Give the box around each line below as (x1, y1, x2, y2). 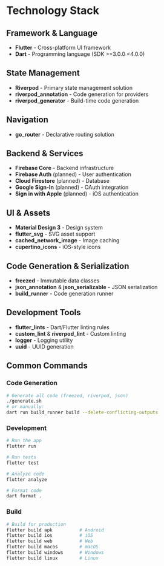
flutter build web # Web (6, 538, 94, 544)
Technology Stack (6, 4, 100, 18)
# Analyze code (6, 471, 45, 477)
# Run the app (6, 438, 42, 444)
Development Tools (6, 307, 81, 318)
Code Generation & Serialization (6, 261, 130, 271)
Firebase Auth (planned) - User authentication (15, 171, 131, 178)
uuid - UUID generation (15, 343, 74, 350)
